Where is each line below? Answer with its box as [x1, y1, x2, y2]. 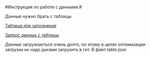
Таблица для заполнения [5, 23, 57, 28]
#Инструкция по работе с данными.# [5, 4, 82, 10]
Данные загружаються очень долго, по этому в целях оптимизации [5, 42, 146, 47]
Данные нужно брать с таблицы [5, 14, 72, 19]
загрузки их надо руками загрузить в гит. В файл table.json [5, 47, 127, 52]
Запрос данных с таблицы [5, 32, 60, 38]
